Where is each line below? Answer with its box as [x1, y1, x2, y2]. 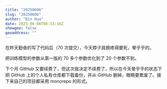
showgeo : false [5, 26, 37, 31]
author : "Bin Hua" [5, 16, 43, 21]
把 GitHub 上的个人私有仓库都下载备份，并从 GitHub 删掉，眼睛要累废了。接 [5, 72, 161, 78]
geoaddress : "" [5, 30, 37, 35]
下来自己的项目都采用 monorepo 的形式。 [5, 78, 90, 84]
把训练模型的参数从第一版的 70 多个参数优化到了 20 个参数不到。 [5, 55, 139, 61]
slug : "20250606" [5, 12, 41, 17]
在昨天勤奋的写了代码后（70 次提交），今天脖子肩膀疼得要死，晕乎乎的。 [5, 45, 154, 50]
